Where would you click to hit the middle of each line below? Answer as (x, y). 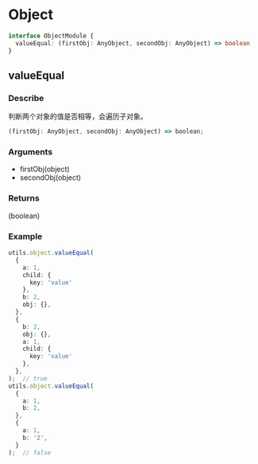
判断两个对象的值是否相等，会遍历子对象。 (78, 116)
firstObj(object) (44, 170)
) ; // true (28, 378)
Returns (24, 198)
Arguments (31, 152)
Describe (26, 98)
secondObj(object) (50, 177)
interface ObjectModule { (51, 36)
